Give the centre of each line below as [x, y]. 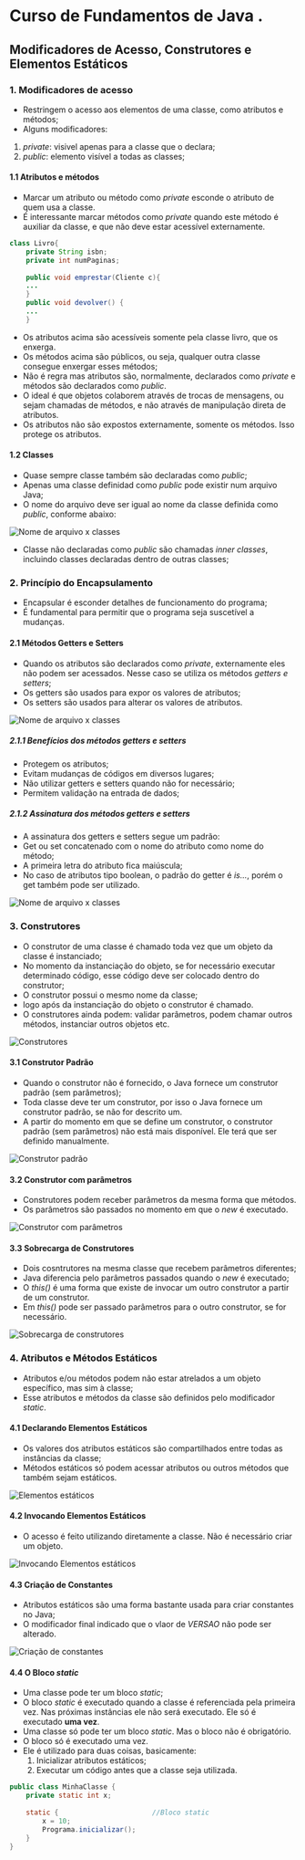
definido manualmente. [66, 1141]
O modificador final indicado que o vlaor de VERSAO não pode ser [147, 1625]
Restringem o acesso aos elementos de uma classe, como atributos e [153, 110]
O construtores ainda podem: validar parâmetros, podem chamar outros [158, 1014]
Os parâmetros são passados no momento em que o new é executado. [155, 1209]
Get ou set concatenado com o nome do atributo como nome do [143, 846]
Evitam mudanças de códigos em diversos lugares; [118, 773]
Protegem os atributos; [66, 764]
